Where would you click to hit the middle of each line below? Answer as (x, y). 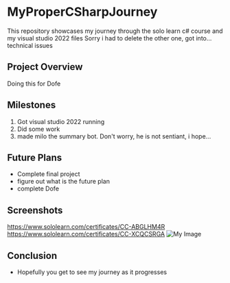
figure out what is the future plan (63, 182)
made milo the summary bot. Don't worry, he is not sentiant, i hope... (114, 136)
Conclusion (32, 255)
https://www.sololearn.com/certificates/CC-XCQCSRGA (86, 234)
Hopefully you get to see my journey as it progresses (92, 272)
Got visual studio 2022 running (61, 121)
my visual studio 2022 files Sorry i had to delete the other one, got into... (110, 38)
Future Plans (35, 157)
